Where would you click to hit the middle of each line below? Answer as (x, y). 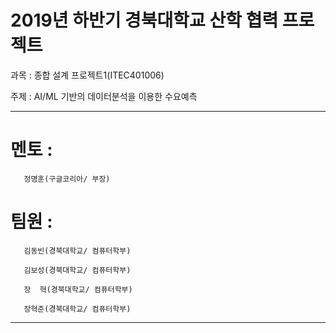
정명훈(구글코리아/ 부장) (67, 179)
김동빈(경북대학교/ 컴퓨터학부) (77, 251)
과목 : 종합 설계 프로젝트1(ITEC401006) (87, 75)
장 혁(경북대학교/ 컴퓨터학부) (78, 289)
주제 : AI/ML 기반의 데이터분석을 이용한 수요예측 (104, 96)
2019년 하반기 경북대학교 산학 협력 (144, 20)
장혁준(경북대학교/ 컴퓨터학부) (77, 309)
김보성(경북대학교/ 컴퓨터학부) (77, 270)
